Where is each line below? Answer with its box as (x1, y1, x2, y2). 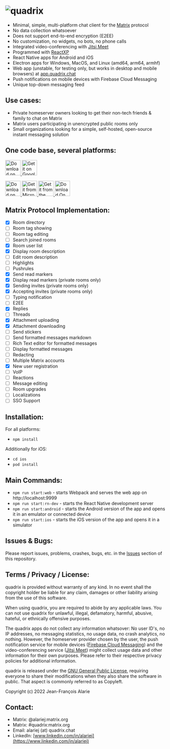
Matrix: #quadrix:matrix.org (12, 722, 70, 728)
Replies (12, 306, 28, 312)
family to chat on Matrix (12, 115, 62, 121)
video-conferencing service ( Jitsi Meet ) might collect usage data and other (5, 647, 162, 653)
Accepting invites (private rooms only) (12, 288, 93, 295)
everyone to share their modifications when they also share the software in (5, 673, 162, 679)
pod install (12, 462, 38, 467)
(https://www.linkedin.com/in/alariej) (12, 738, 89, 744)
